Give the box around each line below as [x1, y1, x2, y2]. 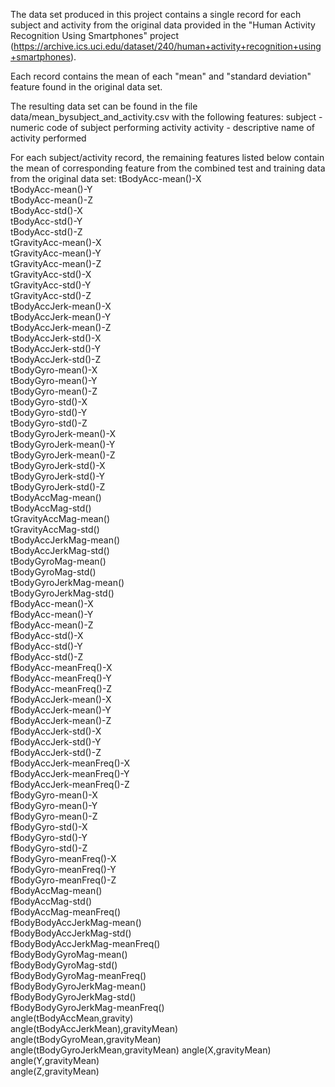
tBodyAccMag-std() [10, 502, 92, 514]
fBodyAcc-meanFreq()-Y [10, 672, 112, 684]
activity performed [10, 132, 87, 144]
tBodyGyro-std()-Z [10, 417, 88, 429]
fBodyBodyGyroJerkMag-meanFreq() [10, 1002, 165, 1013]
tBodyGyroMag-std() [10, 566, 97, 578]
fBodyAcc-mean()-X [10, 598, 94, 609]
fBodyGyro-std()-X [10, 821, 88, 833]
